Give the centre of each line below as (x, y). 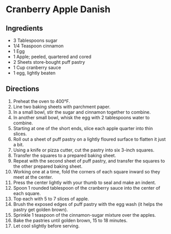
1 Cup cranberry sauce (37, 68)
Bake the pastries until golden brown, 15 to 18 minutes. (70, 220)
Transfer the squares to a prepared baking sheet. (65, 155)
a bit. (19, 144)
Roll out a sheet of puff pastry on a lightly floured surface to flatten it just (89, 139)
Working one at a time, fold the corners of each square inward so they (87, 171)
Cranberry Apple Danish (58, 9)
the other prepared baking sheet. (48, 166)
